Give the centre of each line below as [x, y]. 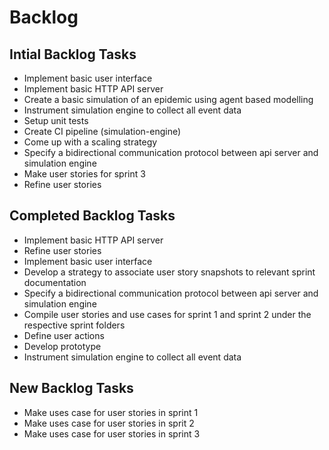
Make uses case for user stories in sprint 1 [111, 412]
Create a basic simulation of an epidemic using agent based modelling [168, 99]
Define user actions [64, 335]
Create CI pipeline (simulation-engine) [102, 131]
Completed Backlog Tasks [92, 216]
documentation [55, 282]
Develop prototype [62, 346]
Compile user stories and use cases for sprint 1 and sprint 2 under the [167, 314]
